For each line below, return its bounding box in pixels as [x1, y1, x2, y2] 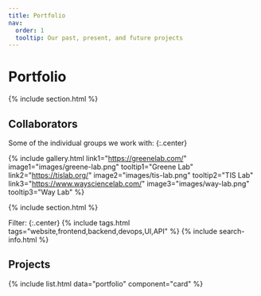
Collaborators [8, 117, 78, 131]
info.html [8, 235, 37, 244]
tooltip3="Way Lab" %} [8, 187, 85, 197]
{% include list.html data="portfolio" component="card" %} [8, 279, 204, 288]
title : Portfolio [8, 11, 66, 20]
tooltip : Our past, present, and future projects [15, 33, 183, 42]
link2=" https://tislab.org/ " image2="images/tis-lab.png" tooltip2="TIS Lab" [8, 171, 254, 179]
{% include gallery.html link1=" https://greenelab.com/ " [8, 154, 187, 163]
